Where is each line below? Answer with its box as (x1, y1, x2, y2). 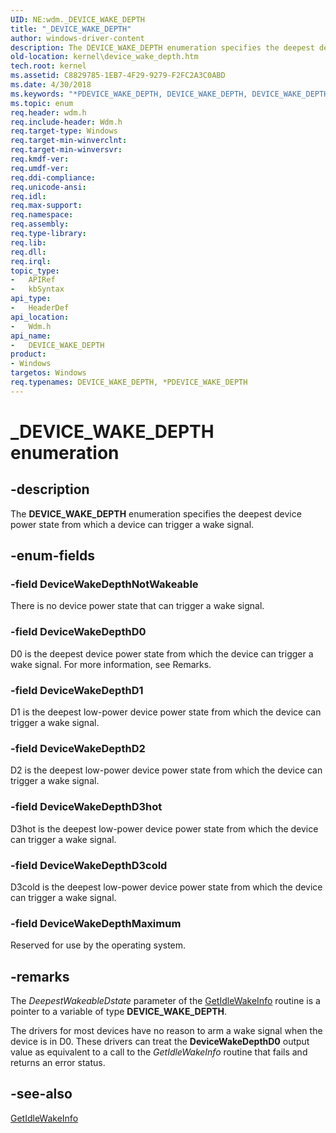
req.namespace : (10, 210, 74, 220)
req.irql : (10, 256, 52, 266)
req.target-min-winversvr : (10, 145, 123, 155)
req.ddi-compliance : (10, 172, 97, 183)
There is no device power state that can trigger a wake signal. (10, 600, 265, 612)
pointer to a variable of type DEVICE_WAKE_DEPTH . (10, 1006, 228, 1018)
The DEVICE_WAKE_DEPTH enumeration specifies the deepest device (10, 507, 302, 520)
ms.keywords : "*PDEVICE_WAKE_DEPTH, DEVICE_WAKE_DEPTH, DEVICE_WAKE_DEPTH (10, 89, 329, 99)
